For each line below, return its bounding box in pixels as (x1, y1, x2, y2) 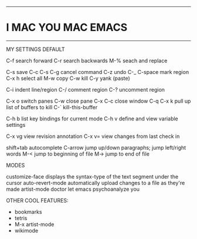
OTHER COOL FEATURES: (6, 197, 69, 204)
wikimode (14, 227, 39, 234)
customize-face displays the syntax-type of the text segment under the (6, 173, 179, 180)
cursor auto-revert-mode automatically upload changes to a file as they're (6, 179, 185, 186)
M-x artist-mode (14, 221, 55, 228)
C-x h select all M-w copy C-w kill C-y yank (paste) (6, 75, 130, 82)
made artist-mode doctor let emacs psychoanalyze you (6, 186, 140, 193)
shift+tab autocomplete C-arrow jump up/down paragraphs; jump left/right (6, 144, 186, 151)
